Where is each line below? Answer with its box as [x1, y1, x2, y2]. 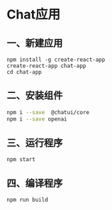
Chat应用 [6, 6, 61, 23]
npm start [6, 156, 36, 163]
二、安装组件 [6, 89, 63, 101]
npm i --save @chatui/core [6, 109, 90, 116]
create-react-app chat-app [6, 62, 86, 70]
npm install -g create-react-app [6, 56, 106, 63]
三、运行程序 [6, 136, 63, 149]
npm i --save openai [6, 115, 68, 123]
